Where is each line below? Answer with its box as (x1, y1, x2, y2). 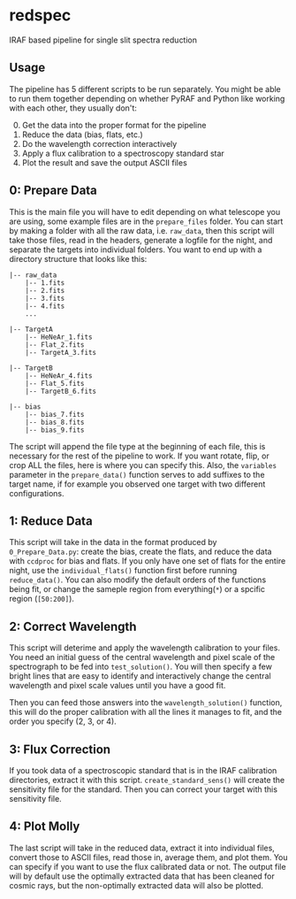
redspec (9, 5, 72, 26)
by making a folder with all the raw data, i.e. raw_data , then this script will (9, 225, 275, 235)
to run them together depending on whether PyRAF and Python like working (9, 93, 285, 104)
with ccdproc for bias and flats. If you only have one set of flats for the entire (9, 556, 286, 566)
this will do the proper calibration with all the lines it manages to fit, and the (9, 707, 283, 718)
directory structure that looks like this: (9, 253, 148, 264)
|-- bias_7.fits (25, 410, 86, 419)
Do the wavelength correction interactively (21, 138, 178, 149)
